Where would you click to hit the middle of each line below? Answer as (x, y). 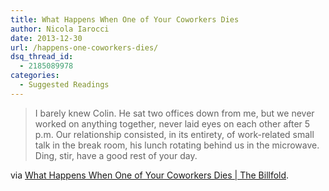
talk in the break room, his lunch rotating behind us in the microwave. (177, 145)
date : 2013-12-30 (46, 38)
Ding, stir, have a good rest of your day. (116, 155)
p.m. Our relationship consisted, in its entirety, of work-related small (174, 134)
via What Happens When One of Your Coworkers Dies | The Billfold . (150, 175)
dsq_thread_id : (42, 57)
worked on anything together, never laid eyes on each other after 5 (172, 123)
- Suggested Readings (64, 85)
